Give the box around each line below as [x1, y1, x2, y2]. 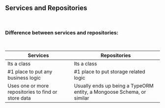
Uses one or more [7, 82, 49, 89]
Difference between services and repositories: [5, 29, 119, 36]
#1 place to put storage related [74, 68, 146, 75]
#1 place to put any [7, 68, 53, 75]
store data [7, 95, 31, 102]
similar [74, 95, 89, 102]
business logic [7, 75, 41, 81]
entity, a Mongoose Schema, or [74, 88, 146, 95]
